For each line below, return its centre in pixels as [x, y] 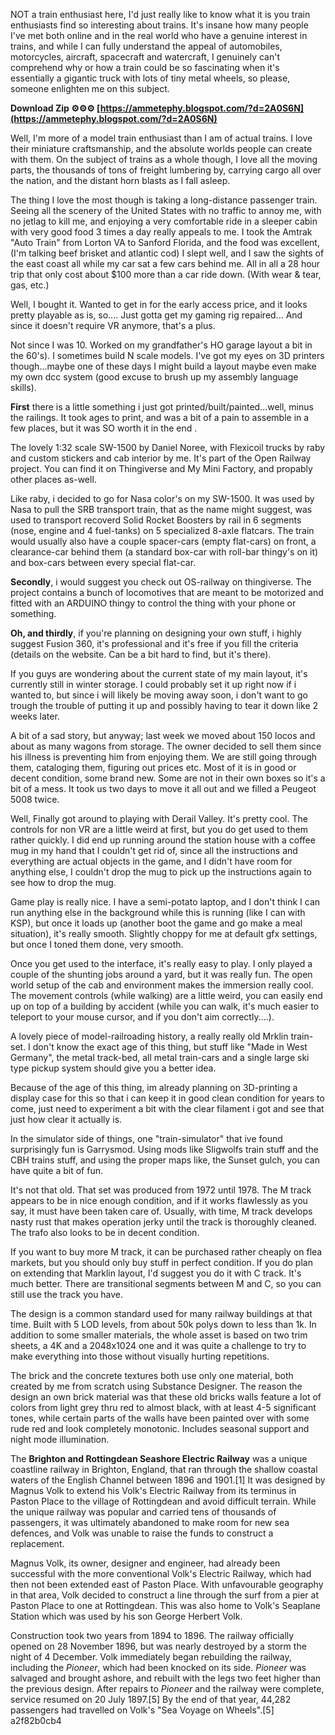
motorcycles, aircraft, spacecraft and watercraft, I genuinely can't [145, 57]
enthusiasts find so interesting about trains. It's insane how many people [159, 25]
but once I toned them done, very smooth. [97, 944]
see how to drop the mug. [63, 882]
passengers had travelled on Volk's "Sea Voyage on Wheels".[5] [142, 1710]
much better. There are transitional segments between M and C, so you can [166, 1283]
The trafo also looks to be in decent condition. [105, 1232]
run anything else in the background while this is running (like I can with [158, 912]
